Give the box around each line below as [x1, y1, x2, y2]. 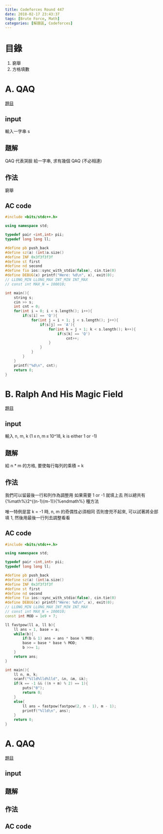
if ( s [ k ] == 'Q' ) [57, 331, 91, 336]
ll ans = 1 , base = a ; [14, 627, 60, 632]
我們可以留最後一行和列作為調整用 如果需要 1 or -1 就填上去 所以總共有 [5, 492, 146, 498]
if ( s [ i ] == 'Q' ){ [22, 313, 57, 318]
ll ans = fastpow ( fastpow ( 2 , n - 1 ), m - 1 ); [22, 703, 117, 709]
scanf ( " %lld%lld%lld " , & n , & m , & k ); [14, 677, 89, 682]
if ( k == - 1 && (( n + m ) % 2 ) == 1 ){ [14, 681, 89, 686]
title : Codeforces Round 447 [5, 7, 64, 12]
